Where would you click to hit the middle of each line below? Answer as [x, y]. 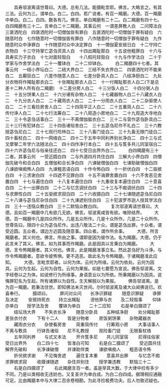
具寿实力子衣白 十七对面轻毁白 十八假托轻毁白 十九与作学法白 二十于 [83, 57]
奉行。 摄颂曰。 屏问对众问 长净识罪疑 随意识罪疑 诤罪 [85, 293]
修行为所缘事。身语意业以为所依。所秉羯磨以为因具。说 [105, 275]
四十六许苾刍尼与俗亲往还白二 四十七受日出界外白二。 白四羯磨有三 [80, 150]
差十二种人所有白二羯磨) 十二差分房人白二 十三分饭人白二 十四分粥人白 [82, 88]
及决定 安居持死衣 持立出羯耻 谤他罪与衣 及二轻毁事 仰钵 [83, 299]
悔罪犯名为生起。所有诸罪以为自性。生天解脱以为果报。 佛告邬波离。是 [82, 281]
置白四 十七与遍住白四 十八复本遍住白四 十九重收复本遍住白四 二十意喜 [83, 181]
